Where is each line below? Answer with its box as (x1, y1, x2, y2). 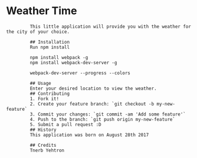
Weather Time (6, 4, 77, 18)
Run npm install (29, 44, 70, 50)
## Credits (29, 142, 57, 148)
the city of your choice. (6, 28, 70, 35)
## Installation (29, 39, 70, 45)
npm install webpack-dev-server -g (29, 60, 117, 65)
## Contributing (29, 90, 70, 97)
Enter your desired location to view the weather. (29, 85, 157, 91)
